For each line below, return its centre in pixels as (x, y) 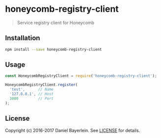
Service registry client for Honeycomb (56, 23)
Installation (23, 38)
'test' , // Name (32, 89)
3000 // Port (32, 98)
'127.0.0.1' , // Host (32, 94)
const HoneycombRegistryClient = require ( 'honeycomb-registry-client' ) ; (81, 76)
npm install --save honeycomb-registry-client (54, 49)
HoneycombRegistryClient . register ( (41, 85)
